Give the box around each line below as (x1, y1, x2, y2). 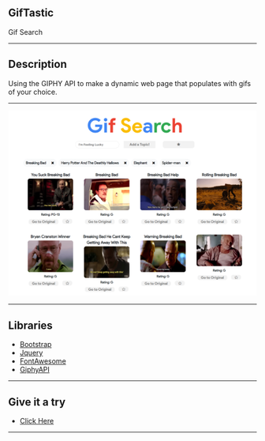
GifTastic (8, 6, 54, 20)
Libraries (8, 318, 53, 332)
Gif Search (8, 27, 43, 36)
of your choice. (8, 87, 58, 96)
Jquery (19, 348, 43, 358)
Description (8, 58, 67, 71)
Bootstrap (19, 340, 52, 349)
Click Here (19, 416, 54, 425)
